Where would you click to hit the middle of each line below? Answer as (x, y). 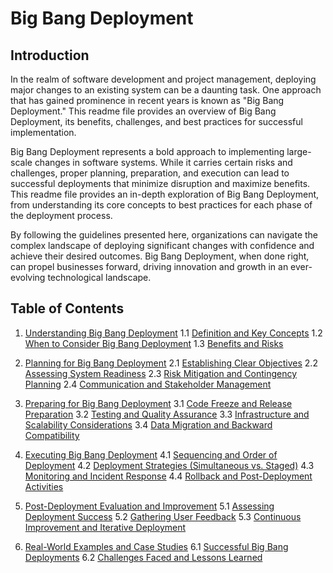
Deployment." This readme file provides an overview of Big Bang (143, 111)
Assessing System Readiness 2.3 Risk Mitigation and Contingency (161, 373)
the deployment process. (61, 215)
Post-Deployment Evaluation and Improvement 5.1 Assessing (149, 506)
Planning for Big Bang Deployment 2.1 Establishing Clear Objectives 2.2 (171, 363)
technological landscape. (99, 277)
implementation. (43, 132)
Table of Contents (67, 308)
